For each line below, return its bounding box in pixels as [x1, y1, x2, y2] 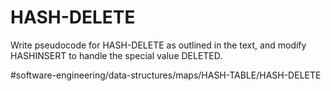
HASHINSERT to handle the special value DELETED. [10, 49, 223, 61]
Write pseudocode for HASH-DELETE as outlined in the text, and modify [10, 39, 307, 51]
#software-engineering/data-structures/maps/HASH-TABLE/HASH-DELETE [10, 69, 322, 81]
